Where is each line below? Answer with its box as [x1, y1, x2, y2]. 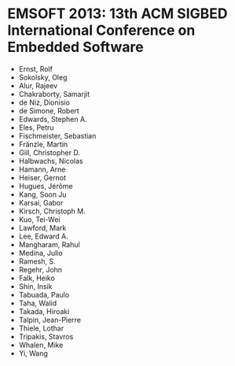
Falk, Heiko [18, 273, 56, 283]
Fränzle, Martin [18, 139, 68, 149]
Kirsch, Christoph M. [18, 206, 86, 216]
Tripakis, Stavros [18, 331, 74, 341]
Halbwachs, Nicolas [18, 156, 83, 165]
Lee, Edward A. [18, 231, 68, 241]
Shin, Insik [18, 281, 53, 291]
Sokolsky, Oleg [18, 72, 68, 82]
